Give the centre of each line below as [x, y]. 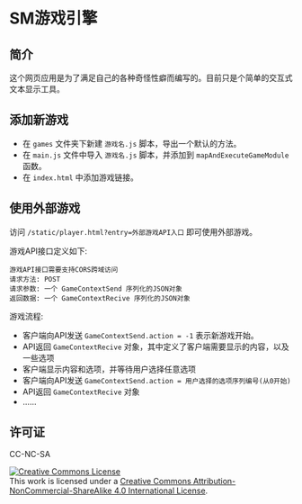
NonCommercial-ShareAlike [61, 490]
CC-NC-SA [30, 454]
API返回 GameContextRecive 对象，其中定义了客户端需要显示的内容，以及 [155, 346]
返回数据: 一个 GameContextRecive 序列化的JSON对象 [100, 298]
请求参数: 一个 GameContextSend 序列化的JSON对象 [96, 289]
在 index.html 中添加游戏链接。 [80, 177]
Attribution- [214, 481]
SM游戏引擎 [53, 18]
